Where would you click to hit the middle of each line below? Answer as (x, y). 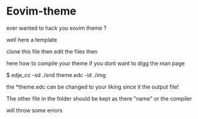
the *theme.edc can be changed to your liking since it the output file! (93, 87)
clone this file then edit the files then (52, 51)
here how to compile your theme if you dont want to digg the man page (96, 63)
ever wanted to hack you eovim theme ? (56, 28)
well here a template (32, 39)
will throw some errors (34, 110)
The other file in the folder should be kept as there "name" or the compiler (99, 98)
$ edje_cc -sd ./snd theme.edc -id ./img (56, 75)
